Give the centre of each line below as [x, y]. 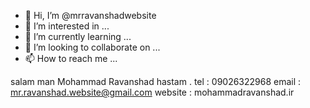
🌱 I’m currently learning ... [78, 36]
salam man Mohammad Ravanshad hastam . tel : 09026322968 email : [156, 81]
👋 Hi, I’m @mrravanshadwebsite [90, 15]
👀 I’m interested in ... [67, 26]
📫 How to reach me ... [71, 58]
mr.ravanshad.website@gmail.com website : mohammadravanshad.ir [152, 92]
